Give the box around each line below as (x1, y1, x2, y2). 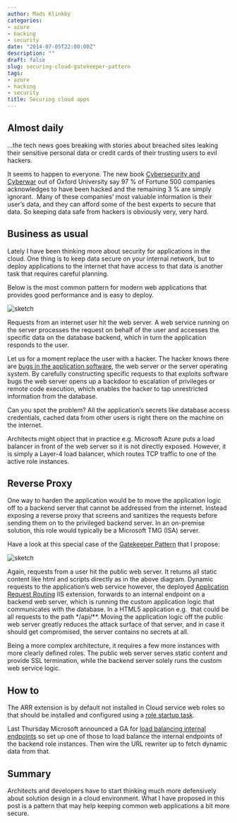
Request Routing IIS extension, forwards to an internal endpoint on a (7, 590, 206, 598)
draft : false (7, 57, 46, 64)
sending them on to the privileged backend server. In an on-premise (7, 518, 205, 528)
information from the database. (7, 392, 97, 400)
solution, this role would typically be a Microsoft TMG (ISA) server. (7, 526, 200, 535)
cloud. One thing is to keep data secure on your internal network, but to (7, 254, 215, 263)
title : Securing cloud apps (7, 96, 90, 103)
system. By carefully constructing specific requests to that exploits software (7, 369, 229, 378)
